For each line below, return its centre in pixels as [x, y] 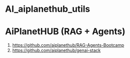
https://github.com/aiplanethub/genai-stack [56, 51]
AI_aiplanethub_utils [48, 9]
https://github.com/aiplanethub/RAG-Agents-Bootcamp [68, 45]
